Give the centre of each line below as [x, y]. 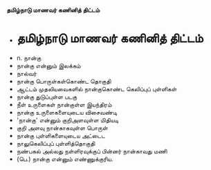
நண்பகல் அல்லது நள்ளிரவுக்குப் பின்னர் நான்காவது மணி [92, 151]
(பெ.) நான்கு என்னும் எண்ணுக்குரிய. [65, 159]
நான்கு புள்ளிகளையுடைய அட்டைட [61, 135]
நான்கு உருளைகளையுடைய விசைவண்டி [67, 112]
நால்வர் [27, 73]
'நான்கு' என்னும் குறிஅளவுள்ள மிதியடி [67, 120]
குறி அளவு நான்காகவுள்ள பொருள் [62, 128]
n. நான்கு [29, 57]
